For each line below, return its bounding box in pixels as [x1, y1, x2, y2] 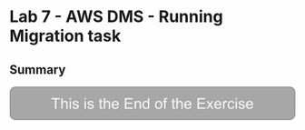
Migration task [9, 25, 122, 46]
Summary [9, 62, 66, 77]
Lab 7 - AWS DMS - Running [9, 6, 224, 27]
